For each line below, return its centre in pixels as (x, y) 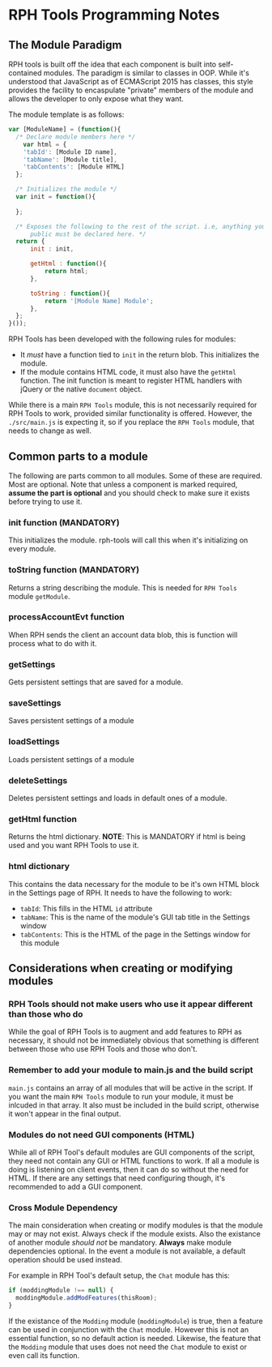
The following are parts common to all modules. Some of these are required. (136, 475)
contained (25, 73)
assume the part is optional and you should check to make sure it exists (129, 493)
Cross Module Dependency (63, 1207)
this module (40, 943)
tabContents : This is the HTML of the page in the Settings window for (135, 934)
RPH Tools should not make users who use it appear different (131, 1004)
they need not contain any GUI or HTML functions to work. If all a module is (134, 1160)
